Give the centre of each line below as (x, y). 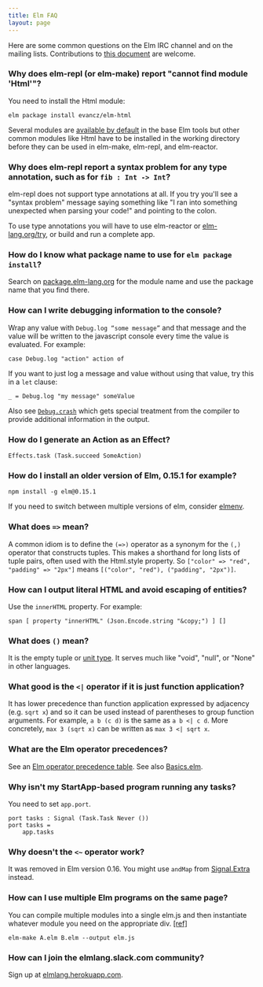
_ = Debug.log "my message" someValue (71, 396)
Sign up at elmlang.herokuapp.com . (66, 974)
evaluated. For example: (47, 344)
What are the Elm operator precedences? (88, 749)
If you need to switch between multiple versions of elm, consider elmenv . (126, 506)
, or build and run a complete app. (100, 235)
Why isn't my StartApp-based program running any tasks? (122, 786)
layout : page (29, 23)
